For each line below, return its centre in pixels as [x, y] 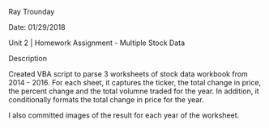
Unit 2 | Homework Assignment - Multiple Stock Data [97, 43]
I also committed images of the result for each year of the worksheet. [124, 115]
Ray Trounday [32, 12]
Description [28, 58]
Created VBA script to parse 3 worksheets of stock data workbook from [128, 74]
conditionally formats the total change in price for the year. [106, 99]
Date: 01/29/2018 [37, 27]
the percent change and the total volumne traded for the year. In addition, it [134, 91]
